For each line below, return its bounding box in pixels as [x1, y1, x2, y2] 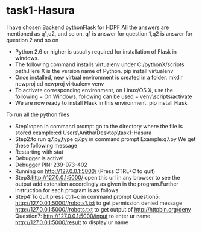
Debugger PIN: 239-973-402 [14, 161, 87, 168]
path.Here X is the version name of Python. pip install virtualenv [14, 67, 174, 74]
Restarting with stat [14, 148, 64, 155]
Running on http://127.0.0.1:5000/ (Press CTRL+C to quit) [14, 167, 156, 175]
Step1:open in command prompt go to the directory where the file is [14, 122, 183, 130]
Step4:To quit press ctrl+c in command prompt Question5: [14, 193, 160, 200]
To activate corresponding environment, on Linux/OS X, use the [14, 86, 174, 93]
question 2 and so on [6, 36, 59, 43]
